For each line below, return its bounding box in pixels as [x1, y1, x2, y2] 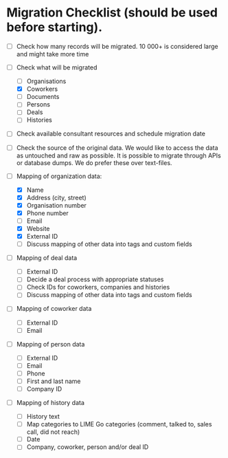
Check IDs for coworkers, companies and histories [26, 283, 170, 292]
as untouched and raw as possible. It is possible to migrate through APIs [16, 151, 221, 160]
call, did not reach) [26, 428, 80, 436]
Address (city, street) [26, 193, 87, 201]
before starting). [6, 19, 103, 35]
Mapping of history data [16, 399, 85, 406]
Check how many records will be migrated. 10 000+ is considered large [16, 42, 218, 50]
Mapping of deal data [16, 254, 78, 262]
